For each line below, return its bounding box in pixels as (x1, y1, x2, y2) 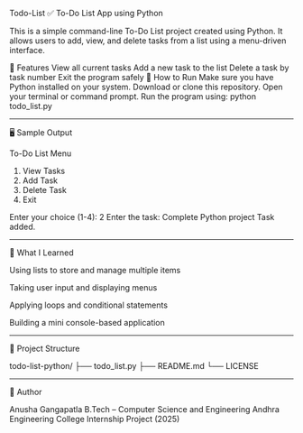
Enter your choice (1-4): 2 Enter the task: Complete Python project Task (9, 212, 275, 222)
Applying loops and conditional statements (9, 299, 169, 310)
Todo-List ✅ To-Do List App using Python (9, 8, 164, 18)
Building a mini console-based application (9, 318, 165, 327)
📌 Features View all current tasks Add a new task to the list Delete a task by (9, 62, 289, 73)
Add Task (22, 175, 59, 186)
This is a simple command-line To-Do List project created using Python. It (9, 26, 283, 36)
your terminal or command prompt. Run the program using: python (9, 91, 257, 102)
